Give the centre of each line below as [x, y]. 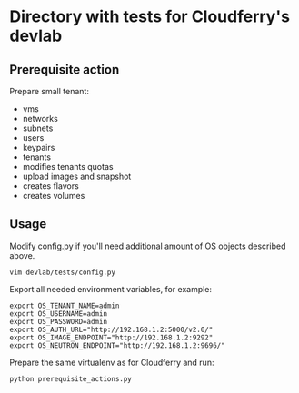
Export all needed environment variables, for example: [110, 289]
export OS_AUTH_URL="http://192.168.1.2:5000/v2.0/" [111, 329]
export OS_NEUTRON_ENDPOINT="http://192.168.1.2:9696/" [117, 345]
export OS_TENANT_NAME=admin [65, 306]
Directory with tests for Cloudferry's [150, 17]
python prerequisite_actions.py [70, 378]
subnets [38, 128]
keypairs [39, 147]
